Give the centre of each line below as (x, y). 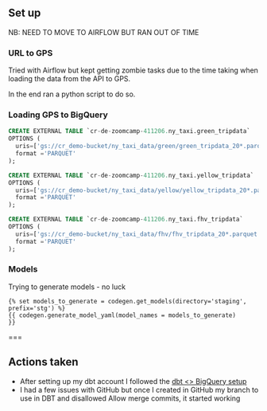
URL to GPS (31, 53)
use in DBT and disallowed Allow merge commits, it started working (130, 398)
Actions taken (43, 362)
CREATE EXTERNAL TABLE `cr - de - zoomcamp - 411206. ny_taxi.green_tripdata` (129, 131)
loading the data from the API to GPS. (70, 79)
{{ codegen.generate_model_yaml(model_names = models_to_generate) (122, 315)
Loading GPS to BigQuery (58, 115)
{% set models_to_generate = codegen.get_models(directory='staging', (128, 301)
